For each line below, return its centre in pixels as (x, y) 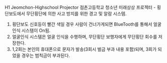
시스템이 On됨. (36, 30)
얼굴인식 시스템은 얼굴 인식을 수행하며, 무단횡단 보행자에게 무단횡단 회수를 (85, 37)
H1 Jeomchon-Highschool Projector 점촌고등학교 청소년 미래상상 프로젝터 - (80, 7)
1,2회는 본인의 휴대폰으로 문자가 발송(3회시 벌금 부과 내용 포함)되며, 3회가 (84, 49)
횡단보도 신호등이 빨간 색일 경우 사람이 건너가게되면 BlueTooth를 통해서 (82, 24)
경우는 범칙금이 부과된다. (46, 55)
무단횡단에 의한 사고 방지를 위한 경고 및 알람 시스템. (76, 13)
